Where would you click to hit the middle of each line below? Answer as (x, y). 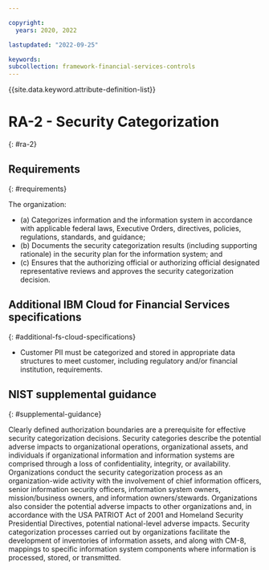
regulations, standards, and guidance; (83, 237)
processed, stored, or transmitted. (65, 557)
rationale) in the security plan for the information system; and (121, 254)
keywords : (25, 59)
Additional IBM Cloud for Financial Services (119, 305)
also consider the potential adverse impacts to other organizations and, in (130, 506)
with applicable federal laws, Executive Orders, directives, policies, (130, 228)
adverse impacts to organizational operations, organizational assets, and (128, 446)
